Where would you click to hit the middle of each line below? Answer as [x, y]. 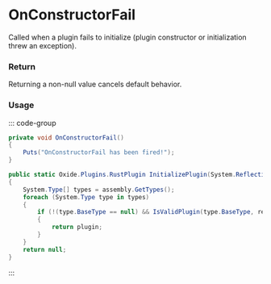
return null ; [45, 249]
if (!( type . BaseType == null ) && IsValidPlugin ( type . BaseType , [146, 212]
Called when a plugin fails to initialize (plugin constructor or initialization [128, 37]
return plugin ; [77, 228]
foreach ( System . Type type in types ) [86, 197]
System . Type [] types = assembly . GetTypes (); [99, 190]
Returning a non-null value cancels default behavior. [95, 84]
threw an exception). [42, 45]
